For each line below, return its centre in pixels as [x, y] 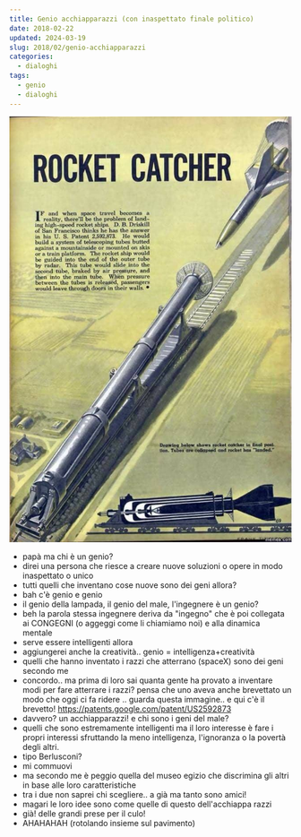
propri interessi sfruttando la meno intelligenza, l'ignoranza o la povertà [154, 738]
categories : [31, 57]
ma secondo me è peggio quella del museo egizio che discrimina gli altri [155, 776]
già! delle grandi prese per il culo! [84, 814]
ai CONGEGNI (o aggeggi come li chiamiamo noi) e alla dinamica [141, 624]
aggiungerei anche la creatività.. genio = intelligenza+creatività [138, 652]
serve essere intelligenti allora [77, 643]
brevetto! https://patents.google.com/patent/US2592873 [127, 709]
